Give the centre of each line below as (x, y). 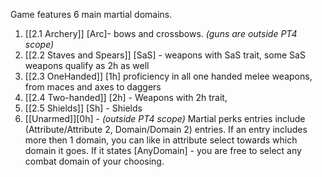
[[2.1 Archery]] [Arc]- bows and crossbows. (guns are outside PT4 (161, 33)
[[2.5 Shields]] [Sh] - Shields (83, 108)
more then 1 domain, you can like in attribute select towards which (161, 140)
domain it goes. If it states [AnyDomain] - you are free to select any (163, 150)
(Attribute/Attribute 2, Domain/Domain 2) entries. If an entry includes (166, 129)
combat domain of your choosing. (94, 161)
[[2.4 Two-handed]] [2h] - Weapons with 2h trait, (126, 97)
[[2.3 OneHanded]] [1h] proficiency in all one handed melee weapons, (168, 76)
